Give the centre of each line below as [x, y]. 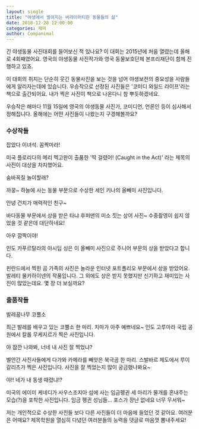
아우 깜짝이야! [22, 236]
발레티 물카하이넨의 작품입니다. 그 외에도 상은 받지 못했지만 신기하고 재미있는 [95, 276]
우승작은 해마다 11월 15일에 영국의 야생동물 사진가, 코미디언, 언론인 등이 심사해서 [99, 107]
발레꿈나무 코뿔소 [26, 314]
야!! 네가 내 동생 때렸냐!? [34, 380]
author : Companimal [30, 34]
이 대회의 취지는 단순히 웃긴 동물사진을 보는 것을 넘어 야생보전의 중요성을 [90, 79]
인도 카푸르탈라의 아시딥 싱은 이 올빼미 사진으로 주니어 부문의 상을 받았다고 [93, 248]
